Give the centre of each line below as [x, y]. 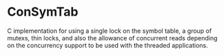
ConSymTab [43, 12]
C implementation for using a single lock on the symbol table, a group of [110, 31]
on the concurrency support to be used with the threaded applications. [108, 45]
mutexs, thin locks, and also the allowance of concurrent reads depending [112, 38]
